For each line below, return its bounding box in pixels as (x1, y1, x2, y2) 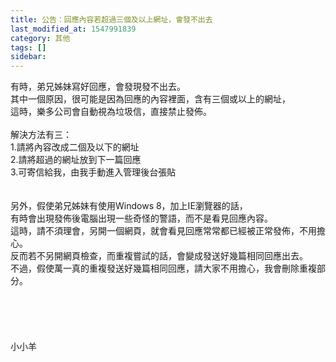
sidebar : (10, 52, 47, 62)
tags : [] (10, 42, 47, 53)
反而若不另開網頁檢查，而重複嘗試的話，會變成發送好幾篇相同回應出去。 (10, 250, 308, 262)
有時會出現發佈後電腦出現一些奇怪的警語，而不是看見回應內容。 (10, 212, 273, 225)
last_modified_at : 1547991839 (10, 24, 137, 34)
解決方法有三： (10, 129, 72, 141)
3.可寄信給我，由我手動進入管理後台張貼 (10, 166, 177, 178)
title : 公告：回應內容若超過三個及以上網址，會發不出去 (10, 14, 213, 25)
